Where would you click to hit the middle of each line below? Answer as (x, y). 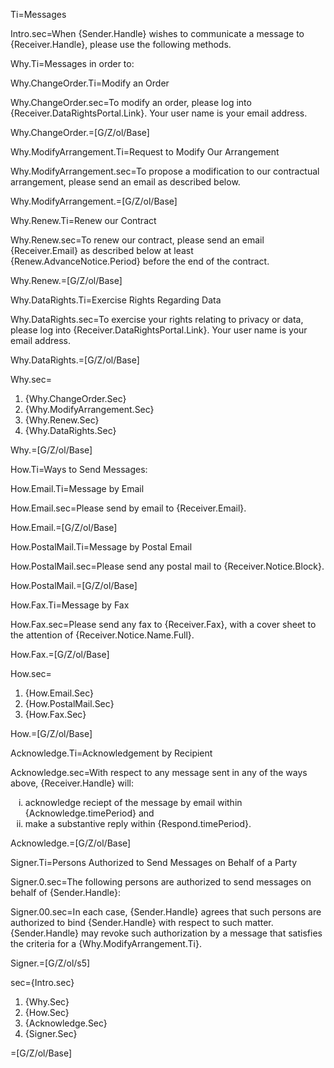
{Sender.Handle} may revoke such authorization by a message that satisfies (166, 933)
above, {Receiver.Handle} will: (72, 783)
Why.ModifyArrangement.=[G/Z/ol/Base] (94, 201)
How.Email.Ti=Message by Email (77, 488)
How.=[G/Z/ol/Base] (51, 733)
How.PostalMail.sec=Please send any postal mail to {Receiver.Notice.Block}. (167, 566)
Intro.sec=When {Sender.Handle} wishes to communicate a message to (157, 33)
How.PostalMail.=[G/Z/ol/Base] (74, 585)
